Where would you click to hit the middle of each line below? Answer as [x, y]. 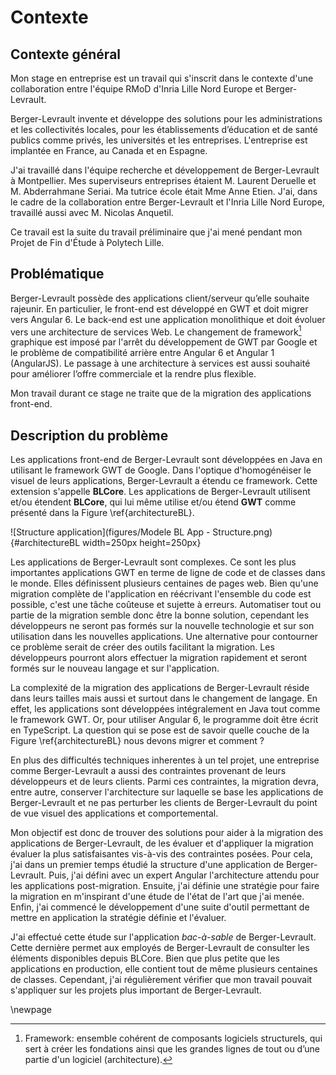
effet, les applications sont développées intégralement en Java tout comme [165, 709]
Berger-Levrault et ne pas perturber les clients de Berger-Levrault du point [164, 803]
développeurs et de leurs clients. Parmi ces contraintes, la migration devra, [164, 782]
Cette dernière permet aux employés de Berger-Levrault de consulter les [160, 948]
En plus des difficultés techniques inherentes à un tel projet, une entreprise [165, 760]
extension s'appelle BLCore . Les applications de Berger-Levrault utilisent [160, 492]
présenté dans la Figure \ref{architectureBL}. [102, 513]
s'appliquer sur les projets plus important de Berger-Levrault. [136, 990]
